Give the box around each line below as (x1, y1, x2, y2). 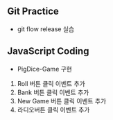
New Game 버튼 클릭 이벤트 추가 (17, 96, 107, 105)
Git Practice (7, 6, 59, 17)
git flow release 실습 (17, 24, 75, 33)
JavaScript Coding (7, 45, 89, 58)
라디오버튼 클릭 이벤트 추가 (17, 105, 90, 114)
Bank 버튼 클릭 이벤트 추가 (17, 88, 89, 96)
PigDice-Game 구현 (17, 65, 73, 73)
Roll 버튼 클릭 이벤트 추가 (17, 79, 85, 87)
